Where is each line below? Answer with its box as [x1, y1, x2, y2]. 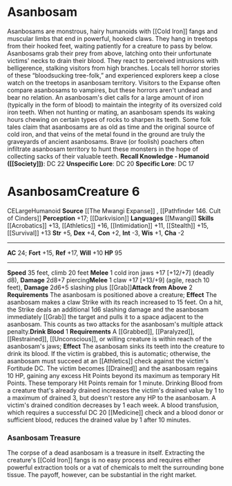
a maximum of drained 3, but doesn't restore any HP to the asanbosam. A [7, 393, 216, 402]
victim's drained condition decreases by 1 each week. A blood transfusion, [7, 401, 219, 409]
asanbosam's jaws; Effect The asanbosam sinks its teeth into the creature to [7, 342, 225, 350]
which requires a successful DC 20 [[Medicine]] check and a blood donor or [7, 408, 224, 416]
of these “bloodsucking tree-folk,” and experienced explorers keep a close [7, 71, 220, 80]
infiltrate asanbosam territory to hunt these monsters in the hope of [7, 145, 199, 153]
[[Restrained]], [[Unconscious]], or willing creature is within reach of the [7, 334, 213, 343]
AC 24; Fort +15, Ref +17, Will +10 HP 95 [7, 249, 123, 257]
